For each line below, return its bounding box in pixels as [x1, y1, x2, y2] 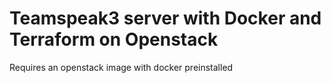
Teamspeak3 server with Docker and [9, 7, 322, 30]
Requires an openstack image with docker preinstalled [9, 61, 234, 73]
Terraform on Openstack [9, 28, 219, 51]
